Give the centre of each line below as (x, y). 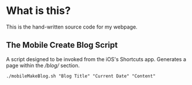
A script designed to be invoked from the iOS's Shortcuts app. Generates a (96, 59)
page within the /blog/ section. (43, 65)
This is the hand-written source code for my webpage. (72, 27)
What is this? (39, 11)
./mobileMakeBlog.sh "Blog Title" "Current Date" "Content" (81, 76)
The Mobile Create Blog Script (62, 45)
